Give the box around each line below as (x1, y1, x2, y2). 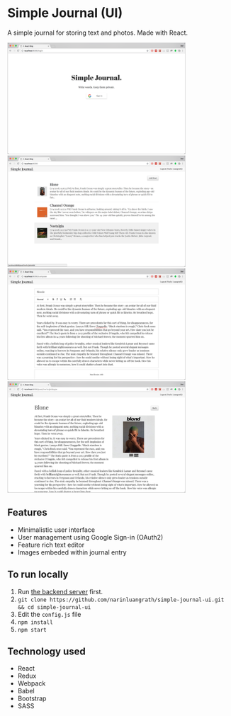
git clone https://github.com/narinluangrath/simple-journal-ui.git (17, 596, 225, 603)
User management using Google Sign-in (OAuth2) (17, 533, 164, 541)
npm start (17, 626, 47, 633)
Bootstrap (17, 694, 47, 703)
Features (7, 506, 47, 518)
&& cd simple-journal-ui (17, 603, 91, 610)
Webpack (17, 679, 46, 688)
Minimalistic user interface (17, 525, 96, 534)
